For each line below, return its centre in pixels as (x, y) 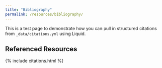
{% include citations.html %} (34, 61)
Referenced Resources (41, 49)
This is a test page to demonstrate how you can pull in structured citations (81, 28)
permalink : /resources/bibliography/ (44, 14)
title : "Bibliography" (29, 10)
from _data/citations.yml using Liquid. (45, 34)
